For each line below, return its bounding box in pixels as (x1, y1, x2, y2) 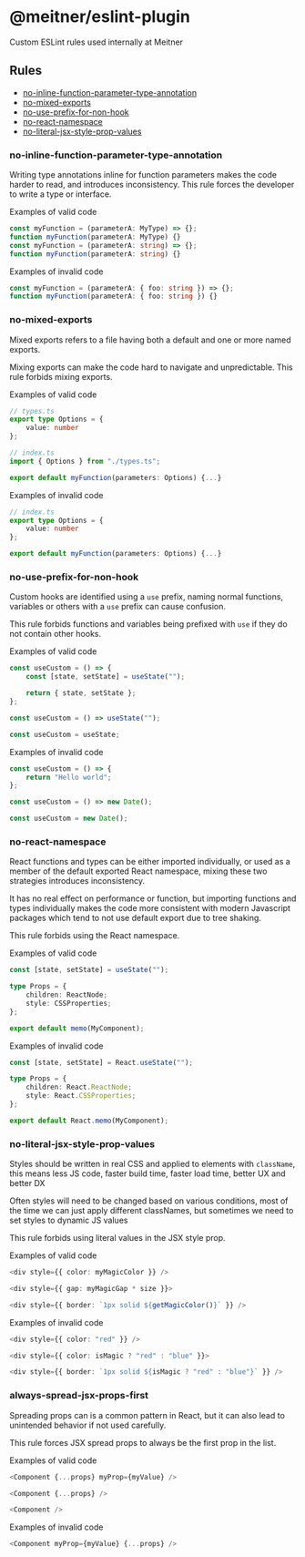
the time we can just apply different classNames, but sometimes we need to (9, 1205, 294, 1216)
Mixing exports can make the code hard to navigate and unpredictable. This (9, 362, 293, 373)
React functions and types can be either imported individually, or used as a (9, 856, 291, 867)
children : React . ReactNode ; (25, 1082, 132, 1092)
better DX (9, 1178, 46, 1189)
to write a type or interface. (9, 189, 112, 200)
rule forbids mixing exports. (9, 371, 113, 382)
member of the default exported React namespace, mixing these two (9, 866, 268, 876)
